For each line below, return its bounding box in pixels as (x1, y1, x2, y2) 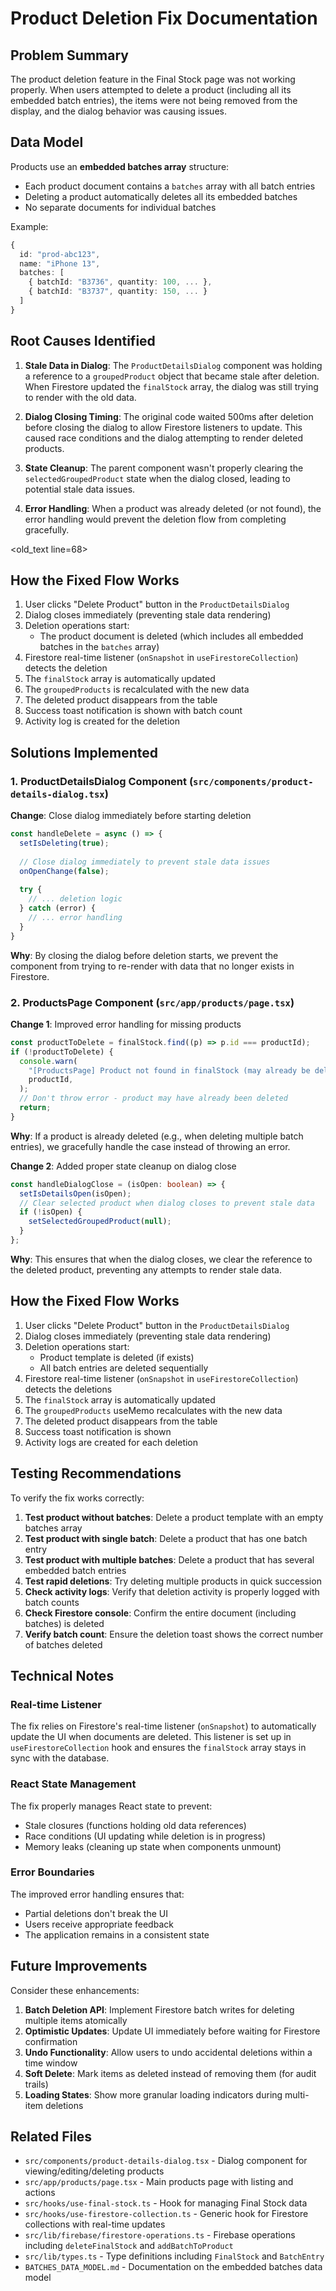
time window (24, 2057, 78, 2069)
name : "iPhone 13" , (19, 258, 101, 269)
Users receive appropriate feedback (24, 1918, 174, 1930)
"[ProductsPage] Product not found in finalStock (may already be (28, 1065, 311, 1076)
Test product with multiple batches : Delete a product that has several (24, 1553, 315, 1566)
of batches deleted (24, 1638, 103, 1651)
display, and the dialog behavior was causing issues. (10, 105, 227, 117)
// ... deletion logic (28, 894, 123, 904)
